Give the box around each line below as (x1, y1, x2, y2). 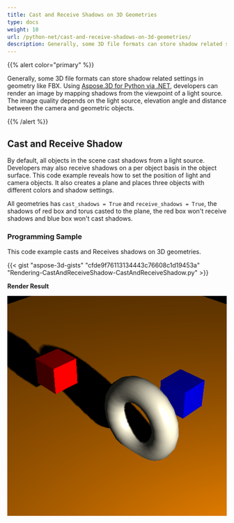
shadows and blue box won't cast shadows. (7, 214, 133, 223)
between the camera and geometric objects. (7, 104, 134, 112)
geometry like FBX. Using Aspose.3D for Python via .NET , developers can (7, 82, 218, 90)
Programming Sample (7, 231, 82, 241)
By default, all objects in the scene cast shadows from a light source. (7, 156, 205, 164)
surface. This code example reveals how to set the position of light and (7, 171, 211, 179)
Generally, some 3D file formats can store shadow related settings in (7, 74, 204, 83)
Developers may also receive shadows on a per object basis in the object (7, 163, 217, 172)
